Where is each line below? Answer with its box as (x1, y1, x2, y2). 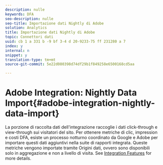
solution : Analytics (5, 25, 47, 30)
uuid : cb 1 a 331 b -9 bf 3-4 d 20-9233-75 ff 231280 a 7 (5, 39, 126, 44)
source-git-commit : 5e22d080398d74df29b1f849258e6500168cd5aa (5, 62, 135, 67)
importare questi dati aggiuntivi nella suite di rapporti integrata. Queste (5, 140, 148, 146)
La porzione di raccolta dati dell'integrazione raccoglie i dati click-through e (5, 124, 158, 130)
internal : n (5, 48, 29, 53)
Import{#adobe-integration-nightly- (5, 97, 155, 109)
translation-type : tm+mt (5, 57, 56, 62)
